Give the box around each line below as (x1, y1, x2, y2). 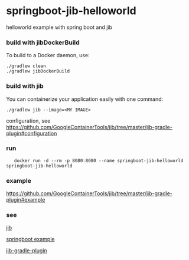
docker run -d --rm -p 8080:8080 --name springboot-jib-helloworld (14, 157, 184, 163)
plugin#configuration (6, 130, 57, 137)
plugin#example (6, 196, 45, 203)
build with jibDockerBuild (6, 38, 80, 47)
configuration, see (6, 117, 51, 124)
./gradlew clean (6, 63, 46, 69)
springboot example (6, 236, 55, 243)
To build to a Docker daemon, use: (6, 52, 90, 59)
